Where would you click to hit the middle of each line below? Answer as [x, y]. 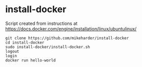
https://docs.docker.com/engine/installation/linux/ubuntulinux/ [71, 28]
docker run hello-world [31, 60]
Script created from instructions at [41, 23]
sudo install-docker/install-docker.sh [48, 47]
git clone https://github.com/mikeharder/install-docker [67, 38]
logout [12, 51]
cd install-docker [25, 42]
